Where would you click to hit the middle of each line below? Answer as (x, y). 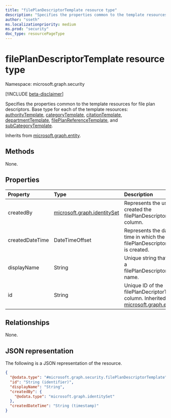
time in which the (145, 237)
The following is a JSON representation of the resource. (64, 363)
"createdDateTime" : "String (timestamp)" (54, 406)
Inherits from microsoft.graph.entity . (43, 135)
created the (138, 209)
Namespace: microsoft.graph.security (45, 84)
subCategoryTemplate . (29, 125)
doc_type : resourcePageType (35, 34)
